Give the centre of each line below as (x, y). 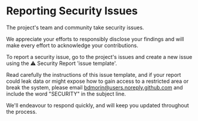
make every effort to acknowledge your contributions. (72, 45)
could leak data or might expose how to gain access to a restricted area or (98, 81)
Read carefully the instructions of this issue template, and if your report (94, 75)
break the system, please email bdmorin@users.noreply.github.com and (95, 87)
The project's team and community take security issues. (75, 27)
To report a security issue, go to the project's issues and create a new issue (99, 57)
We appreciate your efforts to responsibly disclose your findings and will (95, 39)
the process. (21, 111)
